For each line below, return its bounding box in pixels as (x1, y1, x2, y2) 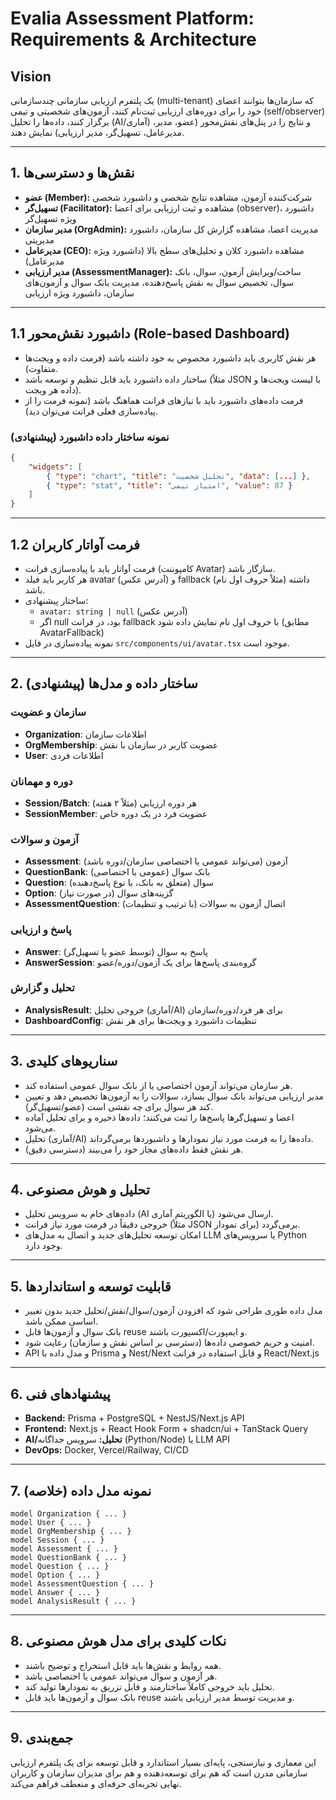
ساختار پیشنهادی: (24, 594, 89, 606)
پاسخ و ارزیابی (10, 923, 72, 937)
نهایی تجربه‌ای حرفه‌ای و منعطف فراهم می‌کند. (10, 1777, 182, 1789)
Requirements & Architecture (10, 28, 257, 51)
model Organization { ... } (10, 1508, 128, 1519)
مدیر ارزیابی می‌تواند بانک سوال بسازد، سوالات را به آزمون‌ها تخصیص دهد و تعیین (24, 1090, 325, 1102)
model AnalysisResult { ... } (10, 1596, 137, 1606)
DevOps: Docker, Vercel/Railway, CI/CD (24, 1444, 189, 1456)
